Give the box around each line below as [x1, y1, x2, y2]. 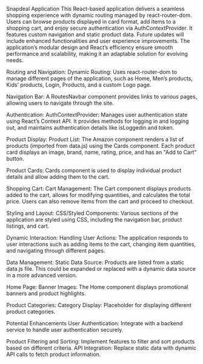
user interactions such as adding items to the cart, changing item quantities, [6, 240, 196, 248]
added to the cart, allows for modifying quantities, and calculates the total [6, 191, 190, 199]
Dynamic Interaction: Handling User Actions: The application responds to [6, 234, 188, 241]
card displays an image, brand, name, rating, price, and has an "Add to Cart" [6, 148, 197, 156]
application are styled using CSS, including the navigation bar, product [6, 216, 182, 223]
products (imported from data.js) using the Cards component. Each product [6, 142, 195, 149]
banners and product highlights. [6, 290, 86, 297]
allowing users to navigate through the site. [6, 99, 114, 107]
